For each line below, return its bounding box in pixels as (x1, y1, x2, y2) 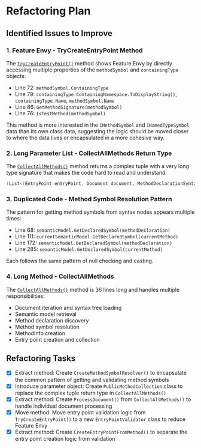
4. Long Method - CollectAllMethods (6, 272, 115, 280)
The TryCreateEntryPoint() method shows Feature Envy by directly (6, 59, 172, 67)
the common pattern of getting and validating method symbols (14, 376, 169, 383)
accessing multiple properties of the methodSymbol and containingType (6, 66, 179, 73)
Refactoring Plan (6, 4, 91, 18)
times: (6, 215, 22, 222)
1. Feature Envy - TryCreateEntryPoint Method (6, 46, 143, 55)
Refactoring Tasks (6, 353, 76, 364)
